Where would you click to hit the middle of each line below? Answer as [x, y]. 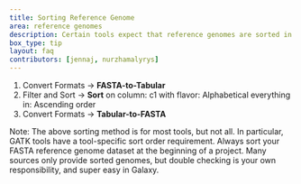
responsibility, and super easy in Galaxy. [84, 170]
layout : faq [32, 51]
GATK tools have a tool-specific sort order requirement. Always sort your [145, 141]
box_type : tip [36, 43]
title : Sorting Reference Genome [72, 18]
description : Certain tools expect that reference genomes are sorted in [151, 34]
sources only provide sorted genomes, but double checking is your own [143, 160]
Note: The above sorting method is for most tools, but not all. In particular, [146, 131]
